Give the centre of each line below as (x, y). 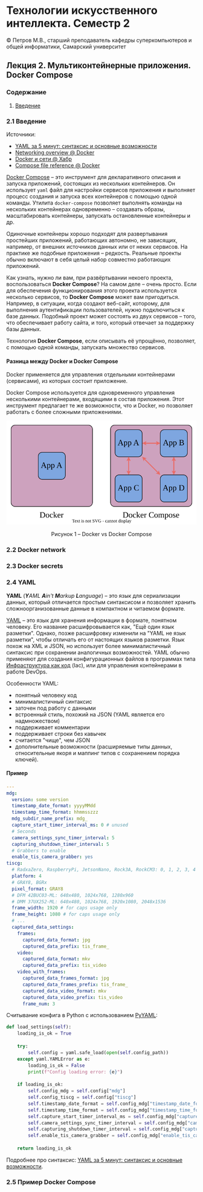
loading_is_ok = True (44, 1033)
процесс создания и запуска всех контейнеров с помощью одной (92, 196)
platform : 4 (27, 876)
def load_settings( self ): (39, 1027)
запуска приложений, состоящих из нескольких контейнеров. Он (91, 183)
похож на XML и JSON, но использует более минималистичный (89, 646)
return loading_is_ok (44, 1148)
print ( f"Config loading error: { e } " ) (75, 1072)
